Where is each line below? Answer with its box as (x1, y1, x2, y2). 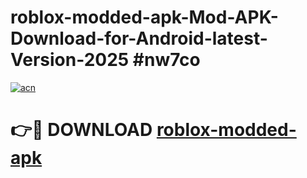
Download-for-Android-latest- (10, 27, 268, 50)
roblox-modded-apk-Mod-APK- (10, 6, 279, 29)
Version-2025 (10, 49, 130, 71)
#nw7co (132, 49, 201, 71)
